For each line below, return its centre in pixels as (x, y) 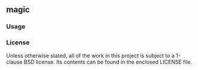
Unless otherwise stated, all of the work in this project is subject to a (90, 55)
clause (14, 62)
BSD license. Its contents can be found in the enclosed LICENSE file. (108, 62)
